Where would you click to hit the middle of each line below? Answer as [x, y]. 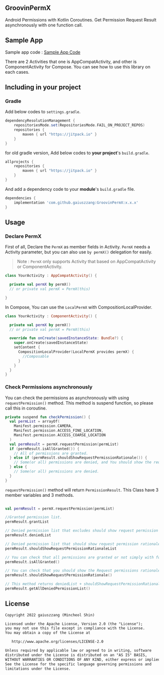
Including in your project [43, 87]
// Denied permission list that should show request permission [72, 544]
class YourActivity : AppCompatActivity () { [51, 276]
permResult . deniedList [28, 535]
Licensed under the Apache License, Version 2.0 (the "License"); [74, 624]
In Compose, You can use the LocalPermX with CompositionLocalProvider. [79, 307]
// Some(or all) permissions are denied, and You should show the [83, 462]
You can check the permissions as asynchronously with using [67, 398]
